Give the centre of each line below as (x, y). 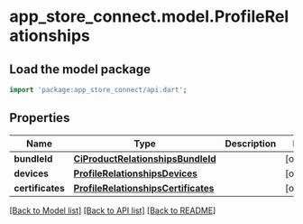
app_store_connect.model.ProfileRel (149, 17)
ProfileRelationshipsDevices (136, 173)
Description (251, 144)
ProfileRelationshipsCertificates (144, 188)
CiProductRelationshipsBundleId (145, 158)
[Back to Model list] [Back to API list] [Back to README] (113, 210)
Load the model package (80, 69)
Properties (40, 118)
